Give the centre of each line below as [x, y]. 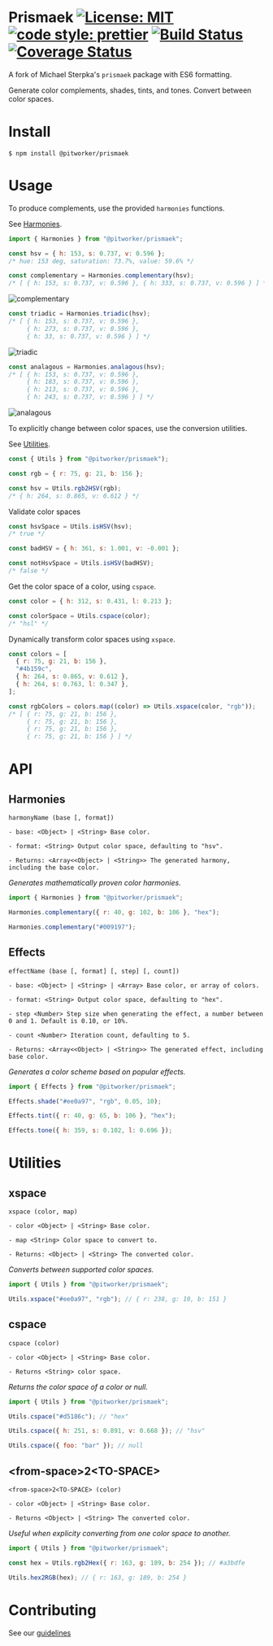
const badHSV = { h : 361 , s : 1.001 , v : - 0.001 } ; [94, 549]
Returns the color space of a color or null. [78, 1387]
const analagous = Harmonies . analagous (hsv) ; [87, 367]
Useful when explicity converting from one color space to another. [119, 1533]
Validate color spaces [45, 512]
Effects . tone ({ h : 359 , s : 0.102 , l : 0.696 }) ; [91, 1130]
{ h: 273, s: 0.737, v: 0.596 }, [83, 329]
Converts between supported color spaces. [81, 1269]
